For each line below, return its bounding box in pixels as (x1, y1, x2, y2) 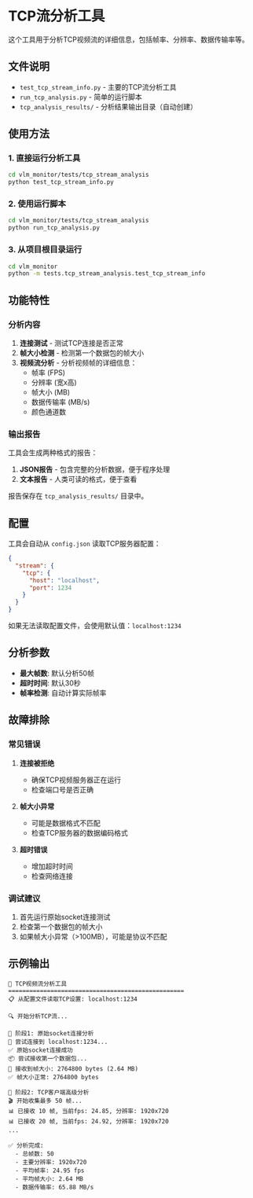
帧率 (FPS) (31, 367, 65, 377)
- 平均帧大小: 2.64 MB (15, 1174, 84, 1183)
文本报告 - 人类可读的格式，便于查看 (19, 475, 137, 484)
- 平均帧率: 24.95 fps (15, 1167, 85, 1174)
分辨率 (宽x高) (31, 377, 77, 387)
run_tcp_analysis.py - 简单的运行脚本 (19, 92, 143, 101)
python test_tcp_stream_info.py (8, 178, 114, 186)
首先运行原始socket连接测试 (19, 912, 111, 921)
